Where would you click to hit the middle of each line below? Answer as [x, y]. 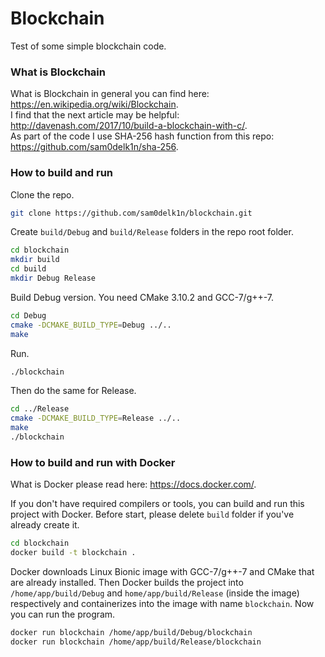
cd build [28, 269]
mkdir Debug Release [53, 278]
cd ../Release [40, 409]
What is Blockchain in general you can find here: [110, 94]
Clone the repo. [42, 194]
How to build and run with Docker [93, 462]
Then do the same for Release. [73, 391]
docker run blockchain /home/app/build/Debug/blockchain [131, 632]
